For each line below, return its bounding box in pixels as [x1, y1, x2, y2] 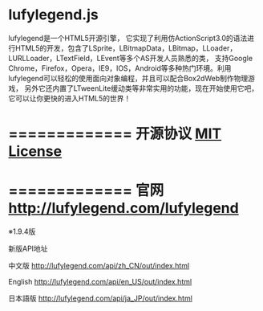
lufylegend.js [8, 6, 99, 24]
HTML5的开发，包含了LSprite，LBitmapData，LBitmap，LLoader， [14, 43, 237, 53]
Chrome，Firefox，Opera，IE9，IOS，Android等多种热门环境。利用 [8, 63, 232, 73]
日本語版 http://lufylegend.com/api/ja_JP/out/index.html [8, 293, 192, 303]
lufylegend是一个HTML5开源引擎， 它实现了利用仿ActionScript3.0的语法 [8, 33, 248, 43]
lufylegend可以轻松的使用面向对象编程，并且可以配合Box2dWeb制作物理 [8, 73, 249, 83]
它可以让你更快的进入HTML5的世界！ [8, 93, 131, 103]
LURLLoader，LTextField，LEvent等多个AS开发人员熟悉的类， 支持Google [8, 53, 253, 63]
